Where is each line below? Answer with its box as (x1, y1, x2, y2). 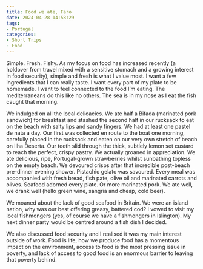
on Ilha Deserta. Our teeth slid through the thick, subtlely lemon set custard (6, 142, 194, 149)
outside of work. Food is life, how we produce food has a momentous (6, 236, 179, 243)
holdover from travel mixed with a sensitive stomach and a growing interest (6, 66, 194, 73)
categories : (6, 32, 36, 38)
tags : (6, 20, 20, 26)
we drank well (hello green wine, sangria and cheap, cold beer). (6, 187, 165, 194)
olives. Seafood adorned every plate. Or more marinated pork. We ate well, (6, 180, 193, 188)
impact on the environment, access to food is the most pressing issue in (6, 243, 186, 250)
